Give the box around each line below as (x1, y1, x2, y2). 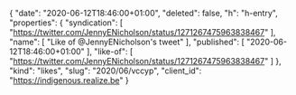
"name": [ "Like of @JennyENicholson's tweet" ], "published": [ (9, 36, 245, 47)
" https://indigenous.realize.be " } (9, 75, 129, 85)
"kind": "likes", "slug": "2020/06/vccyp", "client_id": (9, 65, 202, 76)
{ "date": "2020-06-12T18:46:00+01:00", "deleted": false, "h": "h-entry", (9, 8, 278, 18)
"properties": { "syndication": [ (9, 17, 124, 28)
